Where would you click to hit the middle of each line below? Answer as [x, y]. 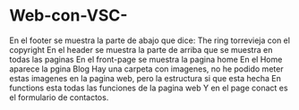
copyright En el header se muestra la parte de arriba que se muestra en [141, 49]
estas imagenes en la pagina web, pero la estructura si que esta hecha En [145, 78]
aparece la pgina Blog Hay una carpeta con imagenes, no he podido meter [146, 69]
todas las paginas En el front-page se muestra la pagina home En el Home [146, 59]
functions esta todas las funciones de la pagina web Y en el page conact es [149, 88]
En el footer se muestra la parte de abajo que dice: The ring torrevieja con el [150, 40]
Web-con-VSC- [68, 16]
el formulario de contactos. [59, 97]
